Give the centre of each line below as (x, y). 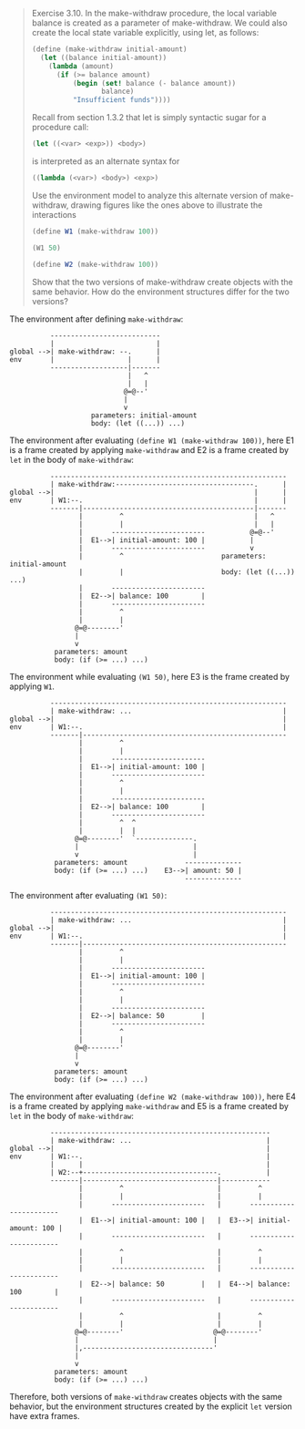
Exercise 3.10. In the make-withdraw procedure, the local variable (154, 13)
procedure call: (60, 128)
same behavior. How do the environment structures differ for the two (160, 292)
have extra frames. (45, 1415)
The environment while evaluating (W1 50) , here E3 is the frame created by (149, 676)
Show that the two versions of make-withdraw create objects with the (163, 282)
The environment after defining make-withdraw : (97, 319)
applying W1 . (32, 686)
